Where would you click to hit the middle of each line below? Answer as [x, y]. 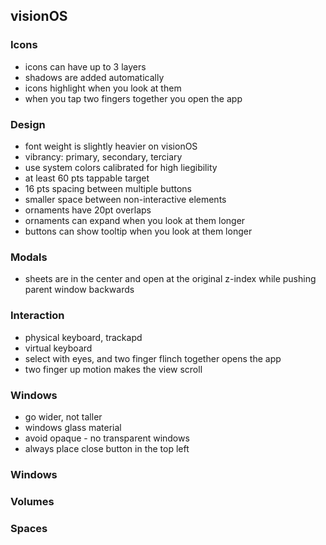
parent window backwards [79, 290]
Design [28, 124]
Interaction [37, 316]
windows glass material [73, 427]
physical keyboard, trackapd [83, 337]
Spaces [29, 528]
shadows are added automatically [94, 77]
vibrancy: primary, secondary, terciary [103, 156]
